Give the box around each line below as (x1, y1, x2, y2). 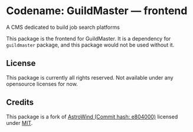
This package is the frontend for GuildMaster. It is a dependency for (6, 35, 171, 42)
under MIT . (6, 119, 33, 126)
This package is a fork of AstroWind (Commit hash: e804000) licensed (6, 113, 178, 120)
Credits (6, 97, 34, 107)
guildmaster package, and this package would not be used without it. (6, 41, 175, 48)
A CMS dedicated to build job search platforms (6, 24, 120, 31)
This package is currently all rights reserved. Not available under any (6, 74, 174, 81)
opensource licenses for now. (6, 80, 78, 87)
